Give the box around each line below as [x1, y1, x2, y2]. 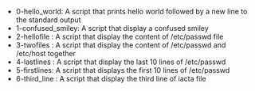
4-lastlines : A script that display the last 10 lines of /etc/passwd [15, 57, 226, 66]
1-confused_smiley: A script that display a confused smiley [15, 24, 209, 32]
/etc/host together [15, 49, 76, 58]
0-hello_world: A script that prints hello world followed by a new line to [15, 7, 248, 16]
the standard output [15, 15, 81, 25]
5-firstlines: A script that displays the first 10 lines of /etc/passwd [15, 66, 230, 74]
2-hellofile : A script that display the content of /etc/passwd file [15, 32, 224, 41]
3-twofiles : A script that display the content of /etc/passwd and [15, 40, 226, 50]
